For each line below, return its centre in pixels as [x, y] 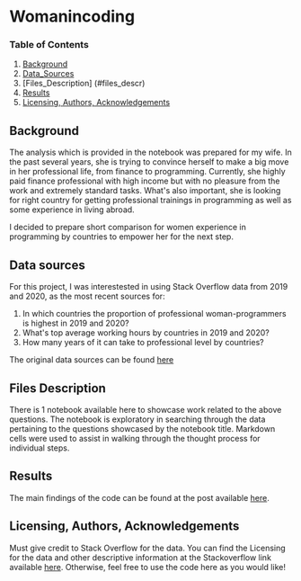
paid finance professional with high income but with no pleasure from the [145, 181]
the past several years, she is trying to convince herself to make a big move [149, 162]
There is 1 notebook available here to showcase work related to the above [146, 409]
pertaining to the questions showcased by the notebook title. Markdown [142, 428]
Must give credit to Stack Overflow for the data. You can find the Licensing [147, 548]
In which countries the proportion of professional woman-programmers [154, 314]
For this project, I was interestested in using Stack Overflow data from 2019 [149, 287]
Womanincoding [72, 17]
